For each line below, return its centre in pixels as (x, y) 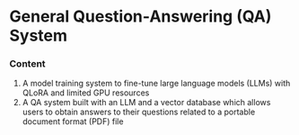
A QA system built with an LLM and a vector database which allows (146, 103)
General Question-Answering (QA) (141, 17)
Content (28, 64)
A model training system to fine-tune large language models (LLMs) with (156, 84)
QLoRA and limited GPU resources (86, 93)
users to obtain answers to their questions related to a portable (139, 112)
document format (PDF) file (73, 121)
